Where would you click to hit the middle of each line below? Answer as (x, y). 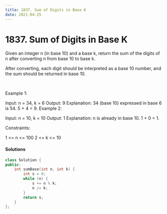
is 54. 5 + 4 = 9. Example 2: (34, 108)
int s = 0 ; (35, 174)
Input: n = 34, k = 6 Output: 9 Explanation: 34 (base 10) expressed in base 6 (83, 103)
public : (13, 165)
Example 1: (16, 93)
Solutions (16, 150)
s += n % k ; (44, 184)
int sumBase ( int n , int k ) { (45, 169)
